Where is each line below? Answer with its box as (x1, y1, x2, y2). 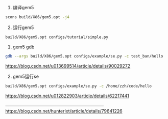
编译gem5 (12, 5, 34, 10)
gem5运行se (12, 73, 39, 79)
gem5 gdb (12, 44, 35, 50)
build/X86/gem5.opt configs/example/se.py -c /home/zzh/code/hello (5, 83, 152, 88)
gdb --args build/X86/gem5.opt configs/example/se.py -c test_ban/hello (5, 53, 163, 58)
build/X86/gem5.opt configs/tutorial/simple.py (5, 35, 109, 40)
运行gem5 (12, 24, 34, 31)
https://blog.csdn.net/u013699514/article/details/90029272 (5, 63, 131, 69)
